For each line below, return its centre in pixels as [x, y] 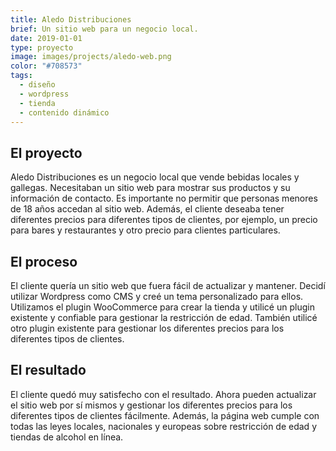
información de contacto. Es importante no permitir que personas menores [164, 198]
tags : [21, 76]
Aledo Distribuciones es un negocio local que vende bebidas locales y [155, 177]
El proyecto [46, 152]
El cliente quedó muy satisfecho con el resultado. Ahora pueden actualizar [163, 394]
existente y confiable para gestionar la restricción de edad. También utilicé [164, 317]
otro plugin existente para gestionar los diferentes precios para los [147, 328]
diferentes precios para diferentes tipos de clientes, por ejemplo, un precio [164, 220]
